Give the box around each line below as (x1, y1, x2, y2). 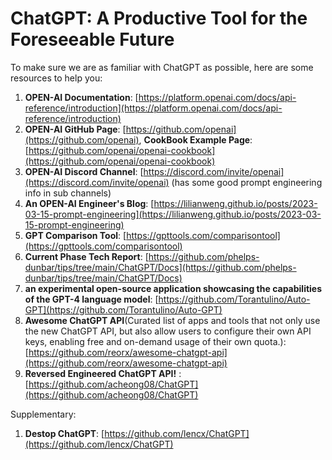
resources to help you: (10, 72, 103, 84)
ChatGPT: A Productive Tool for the (10, 7, 308, 30)
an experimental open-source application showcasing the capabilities (24, 282, 323, 294)
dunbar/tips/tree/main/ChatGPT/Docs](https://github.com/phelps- (24, 261, 297, 273)
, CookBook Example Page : (138, 133, 253, 146)
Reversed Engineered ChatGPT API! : (24, 367, 182, 379)
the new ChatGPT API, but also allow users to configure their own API (24, 325, 312, 337)
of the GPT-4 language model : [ (24, 293, 159, 305)
